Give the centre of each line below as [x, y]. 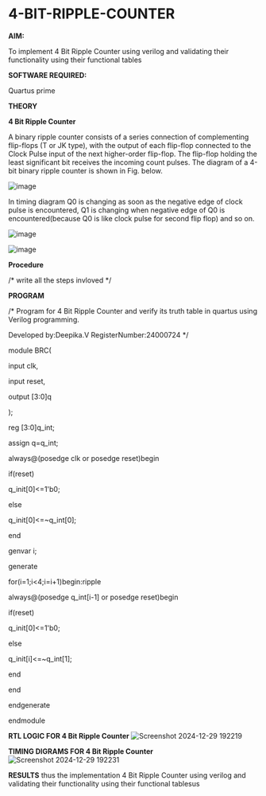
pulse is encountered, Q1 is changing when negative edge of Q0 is [117, 210]
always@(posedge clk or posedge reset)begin [84, 458]
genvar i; [23, 551]
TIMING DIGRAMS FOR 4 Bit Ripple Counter [81, 751]
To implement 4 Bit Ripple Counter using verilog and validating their [119, 51]
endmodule [27, 720]
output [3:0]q [30, 396]
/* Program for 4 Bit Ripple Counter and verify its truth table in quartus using [133, 310]
